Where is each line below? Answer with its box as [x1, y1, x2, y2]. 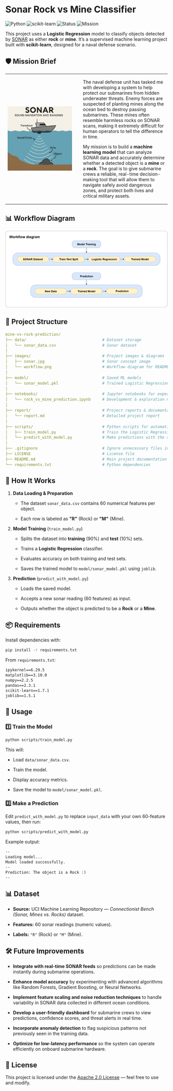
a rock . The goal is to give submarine [83, 165, 162, 171]
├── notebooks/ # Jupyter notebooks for [5, 391, 155, 397]
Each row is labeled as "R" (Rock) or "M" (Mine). [20, 515, 125, 522]
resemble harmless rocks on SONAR [83, 117, 160, 123]
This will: [5, 747, 24, 753]
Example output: [5, 838, 40, 845]
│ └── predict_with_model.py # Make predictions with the [5, 435, 165, 440]
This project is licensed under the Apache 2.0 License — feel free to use [5, 1075, 159, 1081]
